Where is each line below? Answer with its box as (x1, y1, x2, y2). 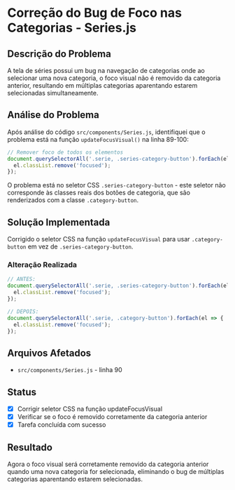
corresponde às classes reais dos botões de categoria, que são (7, 188, 191, 197)
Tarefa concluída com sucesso (17, 421, 106, 429)
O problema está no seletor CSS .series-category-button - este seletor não (7, 181, 226, 190)
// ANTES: (7, 276, 36, 283)
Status (7, 386, 37, 398)
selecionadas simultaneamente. (7, 89, 99, 97)
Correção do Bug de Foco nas (7, 5, 182, 21)
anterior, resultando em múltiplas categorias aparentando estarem (7, 81, 198, 89)
